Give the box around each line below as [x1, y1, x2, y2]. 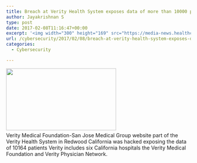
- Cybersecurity [11, 47, 51, 53]
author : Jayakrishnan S [6, 14, 64, 20]
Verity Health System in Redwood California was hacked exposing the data [6, 138, 186, 145]
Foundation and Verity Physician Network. [6, 150, 108, 157]
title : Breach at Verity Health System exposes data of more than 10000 [6, 8, 188, 15]
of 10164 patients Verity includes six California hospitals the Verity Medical [6, 144, 186, 151]
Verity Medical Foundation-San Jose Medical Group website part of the [6, 131, 178, 138]
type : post [6, 19, 33, 25]
